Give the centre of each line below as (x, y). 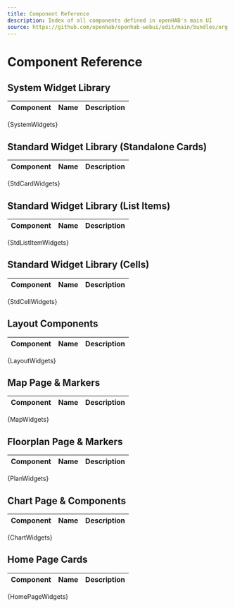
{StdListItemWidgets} (38, 243)
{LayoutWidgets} (32, 360)
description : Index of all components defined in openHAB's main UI (110, 20)
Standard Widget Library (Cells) (78, 265)
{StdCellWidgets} (32, 301)
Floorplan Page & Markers (65, 442)
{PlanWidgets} (28, 479)
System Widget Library (59, 88)
